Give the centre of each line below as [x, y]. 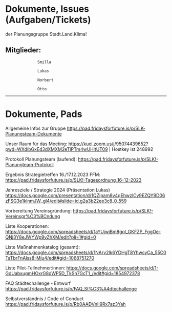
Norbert [46, 80]
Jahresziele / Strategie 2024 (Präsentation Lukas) [58, 190]
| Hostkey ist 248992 [131, 149]
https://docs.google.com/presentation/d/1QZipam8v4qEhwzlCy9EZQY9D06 [85, 195]
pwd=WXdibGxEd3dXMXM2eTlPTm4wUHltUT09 [57, 149]
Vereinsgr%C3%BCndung [33, 216]
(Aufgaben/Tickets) [48, 20]
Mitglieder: [23, 50]
